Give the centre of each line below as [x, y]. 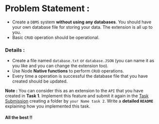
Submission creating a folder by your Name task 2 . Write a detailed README [79, 101]
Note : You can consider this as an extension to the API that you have [74, 91]
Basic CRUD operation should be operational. [56, 37]
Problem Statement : [47, 9]
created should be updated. [40, 81]
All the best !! [19, 117]
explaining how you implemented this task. [48, 106]
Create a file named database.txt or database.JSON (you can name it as [83, 61]
